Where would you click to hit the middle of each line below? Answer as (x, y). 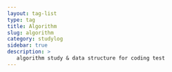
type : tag (21, 20)
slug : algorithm (30, 33)
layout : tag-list (32, 13)
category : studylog (35, 39)
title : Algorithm (32, 26)
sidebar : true (28, 45)
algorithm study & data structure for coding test (91, 58)
